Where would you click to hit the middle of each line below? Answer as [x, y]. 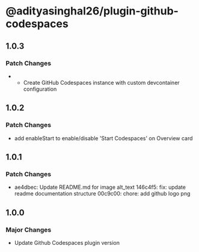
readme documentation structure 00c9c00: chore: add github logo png [102, 194]
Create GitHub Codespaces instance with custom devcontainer [101, 82]
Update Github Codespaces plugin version [67, 242]
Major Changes [29, 230]
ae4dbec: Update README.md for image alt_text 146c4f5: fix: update [100, 187]
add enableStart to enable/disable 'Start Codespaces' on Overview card [103, 138]
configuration [40, 89]
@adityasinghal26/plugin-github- [92, 11]
